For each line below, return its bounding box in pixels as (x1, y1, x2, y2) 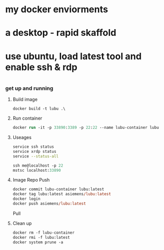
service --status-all (12, 153, 59, 159)
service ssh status (12, 144, 54, 149)
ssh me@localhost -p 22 (12, 163, 64, 168)
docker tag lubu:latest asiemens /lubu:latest (12, 192, 111, 197)
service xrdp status (12, 149, 57, 154)
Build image (12, 96, 38, 103)
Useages (12, 134, 32, 140)
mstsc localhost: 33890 (12, 168, 61, 173)
